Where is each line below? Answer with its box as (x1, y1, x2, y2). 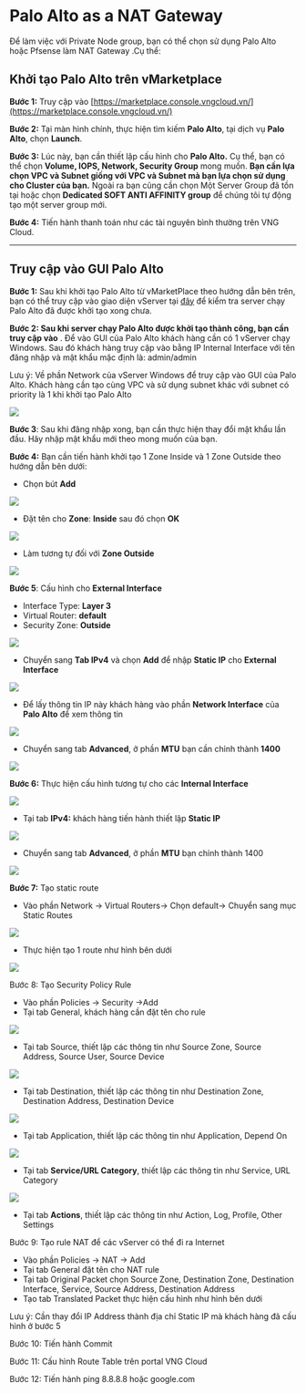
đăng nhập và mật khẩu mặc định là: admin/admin (9, 352, 198, 363)
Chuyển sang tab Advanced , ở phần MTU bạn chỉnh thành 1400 (22, 847, 264, 858)
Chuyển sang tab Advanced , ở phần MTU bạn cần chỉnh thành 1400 (22, 743, 280, 754)
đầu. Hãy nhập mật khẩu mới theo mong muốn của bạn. (9, 433, 218, 444)
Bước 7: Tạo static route (9, 882, 99, 893)
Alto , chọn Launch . (9, 133, 83, 144)
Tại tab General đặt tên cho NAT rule (22, 1264, 159, 1274)
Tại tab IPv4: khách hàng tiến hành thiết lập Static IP (22, 812, 221, 823)
